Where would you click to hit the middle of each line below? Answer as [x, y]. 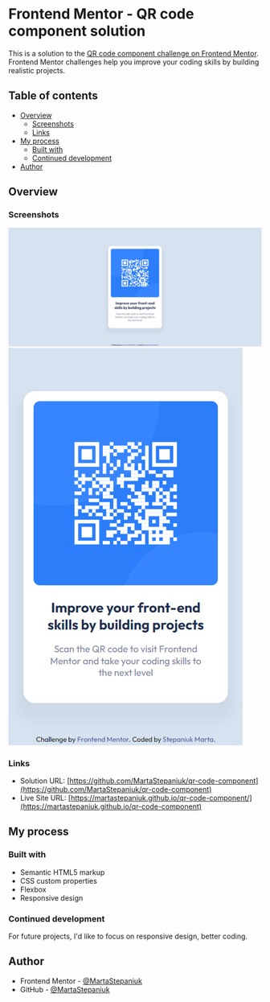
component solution [77, 31]
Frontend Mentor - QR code [101, 14]
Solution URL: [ [45, 781]
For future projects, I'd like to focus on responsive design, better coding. [128, 936]
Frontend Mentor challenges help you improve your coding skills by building [134, 62]
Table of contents [53, 96]
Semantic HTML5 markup [62, 872]
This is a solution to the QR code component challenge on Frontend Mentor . [133, 53]
